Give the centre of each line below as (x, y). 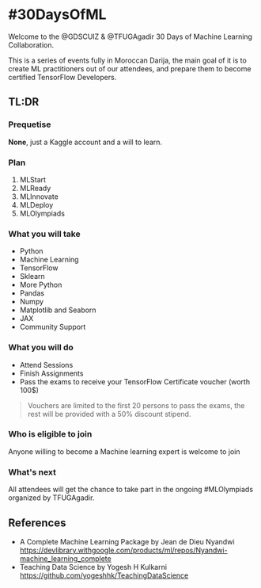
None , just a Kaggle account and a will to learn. (85, 142)
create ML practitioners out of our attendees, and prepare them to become (130, 68)
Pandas (32, 293)
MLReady (35, 188)
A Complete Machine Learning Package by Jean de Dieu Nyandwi (127, 541)
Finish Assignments (51, 373)
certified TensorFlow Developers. (62, 77)
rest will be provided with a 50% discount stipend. (109, 414)
